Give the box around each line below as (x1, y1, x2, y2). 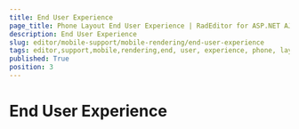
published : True (9, 54, 69, 63)
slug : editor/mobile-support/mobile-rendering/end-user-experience (9, 37, 265, 47)
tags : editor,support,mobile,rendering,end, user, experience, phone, (9, 46, 277, 55)
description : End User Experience (9, 29, 138, 38)
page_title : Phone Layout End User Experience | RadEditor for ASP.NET (9, 21, 280, 30)
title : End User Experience (9, 12, 114, 22)
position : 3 (9, 63, 53, 72)
